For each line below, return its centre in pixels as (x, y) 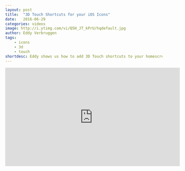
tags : (11, 38)
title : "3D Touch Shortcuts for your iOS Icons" (58, 14)
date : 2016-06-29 (25, 19)
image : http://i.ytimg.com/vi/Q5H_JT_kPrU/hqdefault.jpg (66, 28)
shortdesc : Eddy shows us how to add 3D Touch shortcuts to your (74, 56)
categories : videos (25, 24)
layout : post (19, 10)
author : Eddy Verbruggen (31, 33)
